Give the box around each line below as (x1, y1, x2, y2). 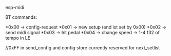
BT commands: (5, 14, 37, 20)
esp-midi (5, 5, 25, 10)
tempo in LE (5, 35, 31, 41)
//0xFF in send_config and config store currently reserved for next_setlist (5, 45, 160, 50)
